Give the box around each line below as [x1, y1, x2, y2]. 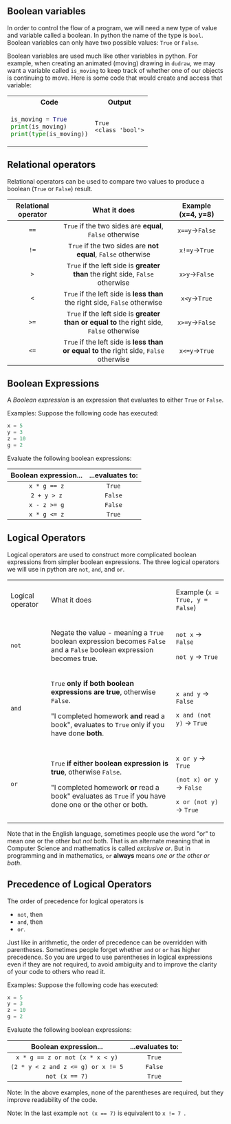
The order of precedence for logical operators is [7, 897, 144, 905]
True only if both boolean [50, 678, 135, 688]
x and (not [175, 711, 212, 719]
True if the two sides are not [68, 241, 159, 250]
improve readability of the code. [7, 1096, 98, 1104]
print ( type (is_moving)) [10, 130, 89, 138]
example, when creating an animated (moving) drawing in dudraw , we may [7, 58, 216, 67]
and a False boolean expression [50, 645, 154, 654]
